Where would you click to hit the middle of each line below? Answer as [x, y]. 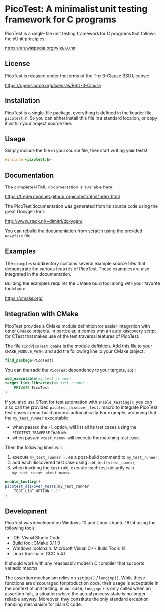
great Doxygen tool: [25, 212]
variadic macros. [22, 568]
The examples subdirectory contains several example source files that [75, 263]
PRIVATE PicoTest [32, 388]
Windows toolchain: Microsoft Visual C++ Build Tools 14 [69, 548]
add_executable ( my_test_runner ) [38, 379]
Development [26, 511]
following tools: [20, 528]
